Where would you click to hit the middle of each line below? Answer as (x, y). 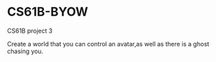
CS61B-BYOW (48, 12)
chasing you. (25, 51)
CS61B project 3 (30, 31)
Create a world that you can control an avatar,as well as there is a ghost (108, 44)
